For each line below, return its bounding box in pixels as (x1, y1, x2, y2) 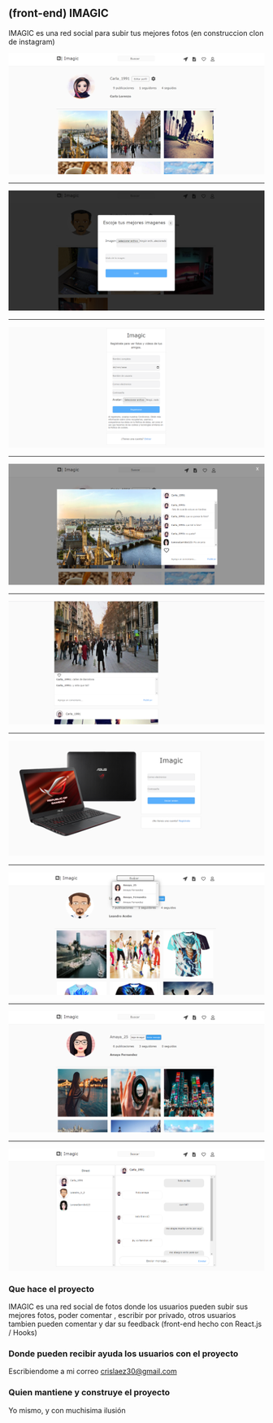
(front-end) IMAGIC (8, 7, 109, 20)
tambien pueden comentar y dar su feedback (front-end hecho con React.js (8, 1319, 262, 1329)
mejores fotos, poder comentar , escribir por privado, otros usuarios (8, 1311, 236, 1320)
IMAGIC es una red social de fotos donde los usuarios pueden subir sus (8, 1302, 249, 1311)
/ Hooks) (8, 1328, 38, 1338)
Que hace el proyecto (8, 1283, 95, 1294)
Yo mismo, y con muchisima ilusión (8, 1405, 126, 1415)
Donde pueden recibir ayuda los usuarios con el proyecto (8, 1348, 239, 1360)
